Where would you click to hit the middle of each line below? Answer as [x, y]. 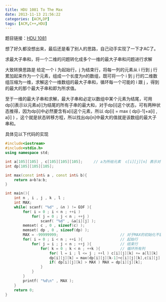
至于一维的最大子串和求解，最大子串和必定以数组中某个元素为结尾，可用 [79, 99]
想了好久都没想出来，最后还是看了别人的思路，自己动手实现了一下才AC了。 [82, 49]
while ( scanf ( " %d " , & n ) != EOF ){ [53, 207]
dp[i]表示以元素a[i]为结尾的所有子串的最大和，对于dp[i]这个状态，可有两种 [81, 105]
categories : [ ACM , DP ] [27, 19]
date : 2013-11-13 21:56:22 [33, 14]
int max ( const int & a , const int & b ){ [46, 175]
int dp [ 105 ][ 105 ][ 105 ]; [30, 166]
